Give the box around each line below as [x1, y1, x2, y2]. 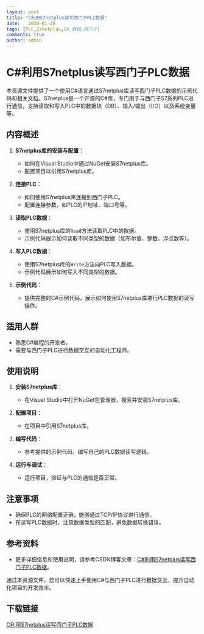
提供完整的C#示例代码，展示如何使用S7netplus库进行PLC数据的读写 [24, 294, 195, 301]
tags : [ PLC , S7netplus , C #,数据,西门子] [6, 26, 100, 32]
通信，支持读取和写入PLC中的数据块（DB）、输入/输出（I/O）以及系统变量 [11, 102, 196, 109]
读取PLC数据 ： [15, 214, 53, 221]
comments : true [6, 32, 45, 38]
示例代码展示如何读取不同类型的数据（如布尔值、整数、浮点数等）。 [24, 235, 193, 242]
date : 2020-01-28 [6, 20, 56, 26]
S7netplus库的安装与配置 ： [15, 147, 84, 154]
